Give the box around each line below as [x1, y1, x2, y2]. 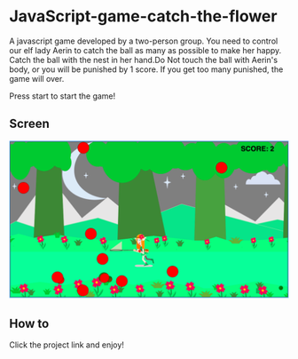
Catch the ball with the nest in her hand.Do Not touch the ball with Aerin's [9, 54, 278, 65]
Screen [9, 116, 51, 132]
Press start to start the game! [9, 91, 116, 101]
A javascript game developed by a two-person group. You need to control [9, 36, 278, 46]
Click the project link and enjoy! [9, 339, 124, 350]
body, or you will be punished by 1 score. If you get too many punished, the [9, 64, 284, 75]
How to [9, 315, 50, 331]
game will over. [9, 73, 65, 84]
